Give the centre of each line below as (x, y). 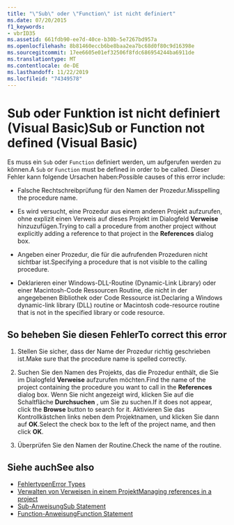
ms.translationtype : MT (42, 59)
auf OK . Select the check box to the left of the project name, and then (116, 424)
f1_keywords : (26, 27)
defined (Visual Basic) (72, 143)
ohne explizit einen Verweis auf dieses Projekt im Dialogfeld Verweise (118, 219)
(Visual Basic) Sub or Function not (106, 128)
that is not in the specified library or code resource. (91, 313)
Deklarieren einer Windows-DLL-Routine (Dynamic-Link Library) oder (117, 283)
